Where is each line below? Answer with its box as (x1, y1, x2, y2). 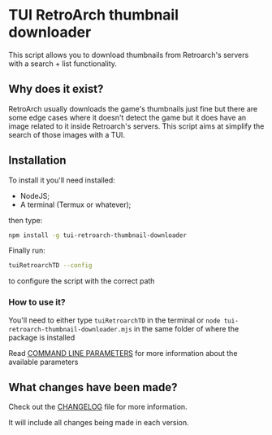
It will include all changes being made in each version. (8, 418, 189, 428)
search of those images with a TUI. (8, 130, 126, 139)
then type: (8, 215, 43, 225)
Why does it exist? (8, 82, 104, 96)
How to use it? (8, 297, 67, 308)
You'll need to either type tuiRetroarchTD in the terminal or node (8, 315, 221, 325)
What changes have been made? (8, 380, 178, 394)
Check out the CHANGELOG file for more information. (8, 402, 188, 412)
